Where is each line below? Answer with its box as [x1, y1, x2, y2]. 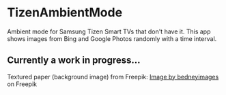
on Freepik [7, 80, 38, 88]
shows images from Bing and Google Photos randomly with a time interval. [7, 34, 217, 42]
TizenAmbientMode [7, 5, 123, 21]
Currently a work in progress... [7, 55, 141, 66]
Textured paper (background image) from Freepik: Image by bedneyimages [7, 72, 219, 81]
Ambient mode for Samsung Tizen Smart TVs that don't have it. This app [7, 27, 211, 36]
